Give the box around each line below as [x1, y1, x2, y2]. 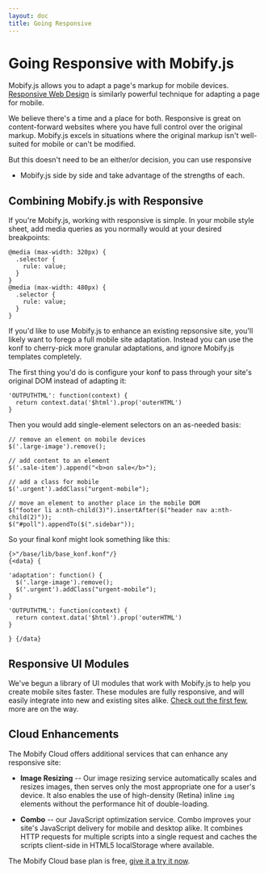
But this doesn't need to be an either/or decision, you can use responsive [8, 155, 252, 165]
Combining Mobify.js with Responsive [8, 194, 204, 208]
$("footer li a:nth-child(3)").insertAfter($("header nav [8, 506, 207, 515]
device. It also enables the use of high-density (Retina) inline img [19, 790, 236, 800]
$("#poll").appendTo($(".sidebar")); [8, 520, 136, 529]
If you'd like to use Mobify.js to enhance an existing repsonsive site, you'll [8, 326, 253, 336]
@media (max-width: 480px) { [8, 284, 107, 292]
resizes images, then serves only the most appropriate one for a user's [19, 781, 256, 792]
